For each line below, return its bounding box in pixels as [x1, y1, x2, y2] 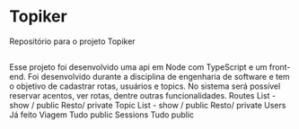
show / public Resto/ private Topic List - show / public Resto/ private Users [9, 100, 286, 111]
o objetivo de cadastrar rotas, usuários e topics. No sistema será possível [9, 81, 281, 91]
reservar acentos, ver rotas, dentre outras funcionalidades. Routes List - [9, 90, 277, 101]
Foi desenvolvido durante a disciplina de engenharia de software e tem [27, 72, 290, 82]
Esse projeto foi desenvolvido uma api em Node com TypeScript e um [9, 62, 268, 73]
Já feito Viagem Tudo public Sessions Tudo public [9, 109, 195, 120]
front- [268, 62, 291, 73]
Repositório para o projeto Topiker [9, 36, 136, 47]
